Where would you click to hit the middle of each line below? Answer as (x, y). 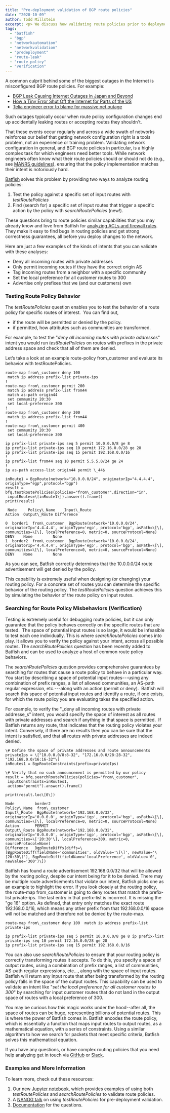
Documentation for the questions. (48, 1105)
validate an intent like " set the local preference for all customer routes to (81, 987)
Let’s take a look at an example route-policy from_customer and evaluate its (84, 358)
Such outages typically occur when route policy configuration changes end (83, 116)
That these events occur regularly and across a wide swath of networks (80, 132)
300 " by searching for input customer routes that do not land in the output (82, 992)
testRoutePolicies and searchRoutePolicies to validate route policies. (84, 1094)
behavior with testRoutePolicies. (39, 364)
